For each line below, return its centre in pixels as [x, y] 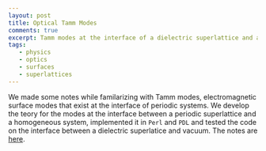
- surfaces [37, 67]
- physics [35, 52]
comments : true [33, 30]
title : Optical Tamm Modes [53, 23]
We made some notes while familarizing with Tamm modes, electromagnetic [133, 96]
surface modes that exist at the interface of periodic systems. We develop [129, 105]
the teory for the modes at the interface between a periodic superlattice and [132, 113]
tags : [17, 45]
